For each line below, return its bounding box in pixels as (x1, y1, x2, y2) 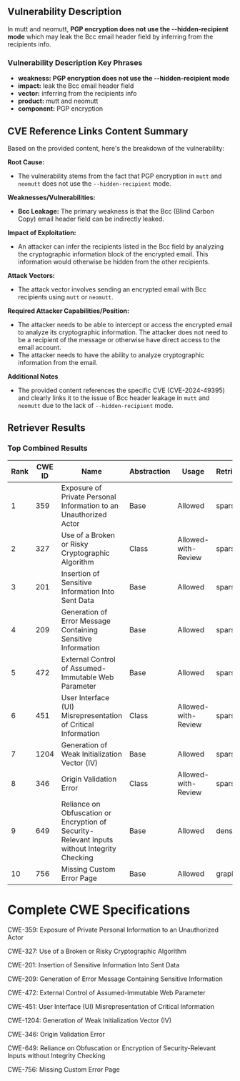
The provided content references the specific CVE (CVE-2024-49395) (17, 386, 225, 394)
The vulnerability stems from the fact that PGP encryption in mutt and (17, 171, 222, 180)
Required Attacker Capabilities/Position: (7, 307, 130, 315)
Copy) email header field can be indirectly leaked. (17, 214, 164, 223)
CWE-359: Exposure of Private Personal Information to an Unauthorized (7, 925, 219, 934)
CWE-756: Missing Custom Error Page (7, 1065, 120, 1074)
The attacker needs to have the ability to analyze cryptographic (17, 350, 205, 359)
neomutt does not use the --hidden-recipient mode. (17, 179, 171, 188)
